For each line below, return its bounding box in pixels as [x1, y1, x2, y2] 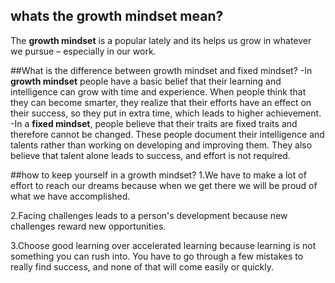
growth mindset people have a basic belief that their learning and [10, 75, 282, 87]
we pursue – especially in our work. [10, 45, 157, 57]
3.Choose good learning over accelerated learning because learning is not [10, 239, 317, 251]
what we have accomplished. [10, 190, 131, 202]
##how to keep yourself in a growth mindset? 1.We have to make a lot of [10, 169, 307, 181]
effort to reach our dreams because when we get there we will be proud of [10, 179, 318, 191]
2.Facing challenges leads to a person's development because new [10, 209, 288, 221]
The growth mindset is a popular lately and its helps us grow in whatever [10, 34, 312, 46]
